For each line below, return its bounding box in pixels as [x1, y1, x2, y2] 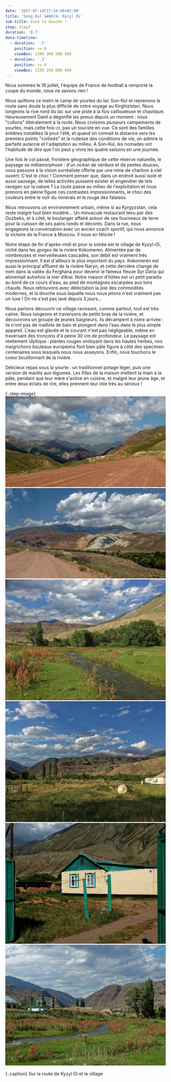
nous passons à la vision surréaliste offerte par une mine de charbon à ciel [5, 167, 162, 173]
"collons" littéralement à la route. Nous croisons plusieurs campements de [5, 119, 161, 125]
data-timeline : [5, 35, 38, 40]
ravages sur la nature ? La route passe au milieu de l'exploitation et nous [5, 184, 157, 190]
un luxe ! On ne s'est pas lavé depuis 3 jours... [5, 296, 102, 302]
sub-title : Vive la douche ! [5, 19, 67, 24]
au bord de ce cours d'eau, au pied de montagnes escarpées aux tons [5, 279, 153, 286]
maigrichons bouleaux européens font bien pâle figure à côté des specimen [5, 344, 164, 350]
